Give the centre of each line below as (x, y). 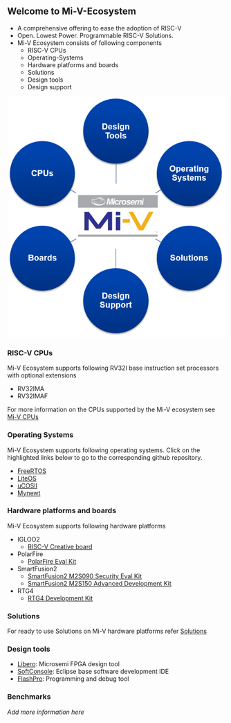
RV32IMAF (33, 396)
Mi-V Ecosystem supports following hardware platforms (86, 526)
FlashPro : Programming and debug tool (73, 679)
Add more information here (46, 712)
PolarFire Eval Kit (52, 561)
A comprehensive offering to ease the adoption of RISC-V (99, 28)
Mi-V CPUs (23, 417)
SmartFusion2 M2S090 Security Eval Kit (85, 576)
